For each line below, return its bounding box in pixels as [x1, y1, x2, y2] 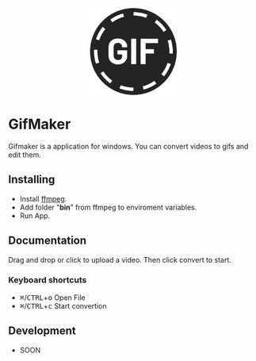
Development [8, 325, 77, 338]
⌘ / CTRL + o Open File [19, 293, 86, 302]
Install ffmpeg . [19, 194, 67, 203]
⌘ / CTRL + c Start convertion [19, 301, 107, 310]
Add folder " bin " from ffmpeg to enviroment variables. [19, 202, 197, 212]
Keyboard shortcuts [8, 275, 87, 286]
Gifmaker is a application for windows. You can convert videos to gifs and [8, 141, 249, 151]
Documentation [8, 234, 87, 248]
